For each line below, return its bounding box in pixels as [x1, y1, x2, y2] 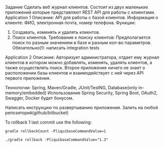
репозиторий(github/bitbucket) [5, 110, 69, 116]
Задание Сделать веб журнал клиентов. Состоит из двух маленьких [5, 4, 148, 10]
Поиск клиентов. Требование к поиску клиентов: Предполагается [12, 34, 151, 40]
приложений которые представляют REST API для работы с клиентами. [5, 9, 156, 15]
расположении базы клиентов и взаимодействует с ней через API [5, 70, 144, 75]
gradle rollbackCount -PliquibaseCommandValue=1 [5, 129, 106, 134]
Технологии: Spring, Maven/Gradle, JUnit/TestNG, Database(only [5, 85, 138, 90]
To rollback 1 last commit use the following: [5, 120, 92, 125]
